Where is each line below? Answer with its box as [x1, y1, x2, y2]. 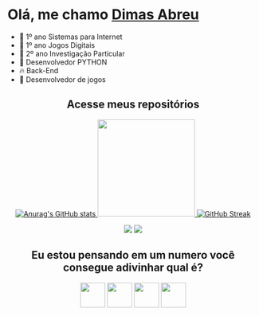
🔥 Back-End [18, 65, 59, 75]
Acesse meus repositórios [66, 98, 200, 111]
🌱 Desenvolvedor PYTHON [18, 57, 108, 67]
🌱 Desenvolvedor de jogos [18, 74, 107, 84]
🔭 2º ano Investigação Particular [18, 49, 125, 58]
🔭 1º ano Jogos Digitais [18, 40, 96, 49]
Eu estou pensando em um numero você [31, 248, 235, 262]
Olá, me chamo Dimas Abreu [7, 6, 200, 24]
